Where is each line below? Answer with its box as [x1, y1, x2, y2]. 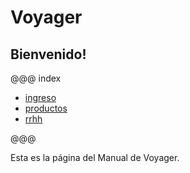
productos [24, 102, 68, 114]
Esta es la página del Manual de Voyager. [10, 152, 180, 163]
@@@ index [10, 72, 62, 84]
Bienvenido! [10, 46, 87, 63]
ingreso [24, 92, 57, 103]
